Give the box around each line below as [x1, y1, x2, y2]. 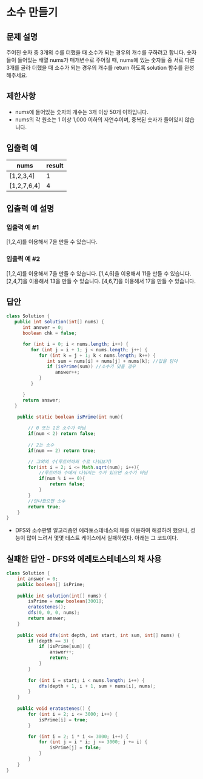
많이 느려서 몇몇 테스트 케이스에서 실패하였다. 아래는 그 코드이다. [26, 535, 179, 542]
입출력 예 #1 [6, 223, 39, 231]
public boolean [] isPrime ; [17, 581, 85, 587]
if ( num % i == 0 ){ [38, 476, 85, 482]
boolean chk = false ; [22, 330, 78, 337]
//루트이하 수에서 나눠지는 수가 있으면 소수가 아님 [38, 470, 148, 476]
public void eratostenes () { [17, 706, 91, 712]
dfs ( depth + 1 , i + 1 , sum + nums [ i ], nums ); [38, 683, 156, 689]
